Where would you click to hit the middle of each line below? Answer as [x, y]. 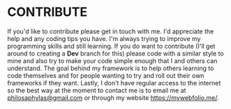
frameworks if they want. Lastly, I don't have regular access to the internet [114, 83]
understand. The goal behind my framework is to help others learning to [111, 68]
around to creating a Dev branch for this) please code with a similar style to [116, 53]
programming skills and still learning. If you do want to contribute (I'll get [111, 46]
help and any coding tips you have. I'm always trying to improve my [104, 38]
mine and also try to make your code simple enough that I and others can [112, 60]
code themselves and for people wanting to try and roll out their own [106, 75]
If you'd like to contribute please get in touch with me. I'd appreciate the [111, 31]
